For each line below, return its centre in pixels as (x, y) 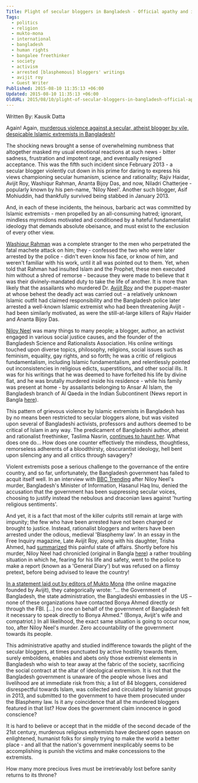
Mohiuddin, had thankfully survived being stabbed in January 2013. (88, 196)
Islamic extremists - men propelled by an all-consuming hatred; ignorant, (94, 213)
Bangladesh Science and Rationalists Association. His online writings (90, 343)
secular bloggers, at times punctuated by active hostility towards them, (92, 651)
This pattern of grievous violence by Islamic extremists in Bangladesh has (95, 411)
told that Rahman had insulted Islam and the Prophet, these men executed (96, 269)
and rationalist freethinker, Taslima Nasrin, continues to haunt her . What (93, 436)
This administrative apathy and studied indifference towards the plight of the (99, 645)
